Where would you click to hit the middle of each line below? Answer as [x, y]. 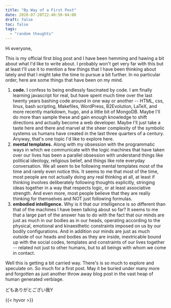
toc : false [17, 24]
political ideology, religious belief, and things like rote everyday [79, 161]
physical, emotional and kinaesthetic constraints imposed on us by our [87, 226]
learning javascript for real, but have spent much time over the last [82, 95]
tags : [11, 29]
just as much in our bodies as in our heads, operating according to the [87, 220]
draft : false [19, 19]
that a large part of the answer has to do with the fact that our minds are [89, 215]
